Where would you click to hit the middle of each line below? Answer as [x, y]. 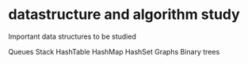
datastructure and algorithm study [124, 15]
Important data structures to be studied [72, 36]
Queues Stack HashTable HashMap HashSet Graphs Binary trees [114, 51]
